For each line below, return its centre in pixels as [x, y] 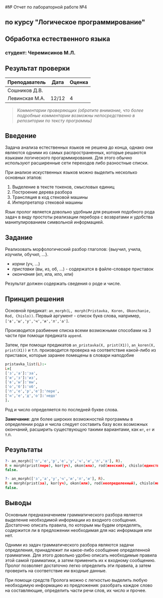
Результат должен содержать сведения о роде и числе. [63, 283]
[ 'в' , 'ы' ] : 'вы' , [21, 382]
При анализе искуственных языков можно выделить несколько [71, 173]
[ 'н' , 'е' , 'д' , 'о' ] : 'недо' [31, 396]
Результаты [24, 450]
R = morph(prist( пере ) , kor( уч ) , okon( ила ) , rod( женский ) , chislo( [75, 466]
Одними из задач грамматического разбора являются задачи [70, 545]
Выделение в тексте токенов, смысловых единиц [63, 187]
